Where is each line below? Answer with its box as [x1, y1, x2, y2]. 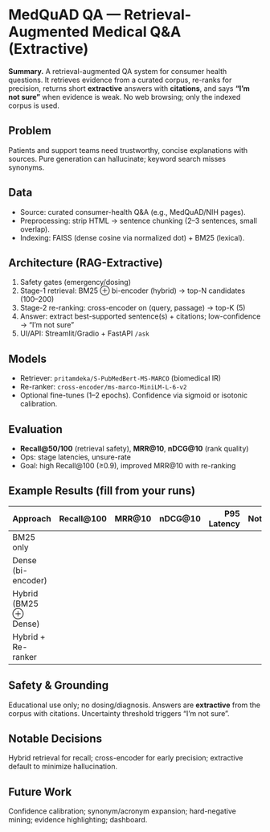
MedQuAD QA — [8, 6, 121, 24]
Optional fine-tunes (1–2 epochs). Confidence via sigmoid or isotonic [19, 390, 247, 400]
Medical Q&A [92, 23, 182, 41]
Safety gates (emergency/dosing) [19, 278, 131, 287]
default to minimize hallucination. [8, 762, 118, 772]
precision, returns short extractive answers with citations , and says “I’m [8, 83, 251, 93]
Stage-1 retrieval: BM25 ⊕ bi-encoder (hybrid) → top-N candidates [19, 286, 246, 295]
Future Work [8, 785, 72, 798]
